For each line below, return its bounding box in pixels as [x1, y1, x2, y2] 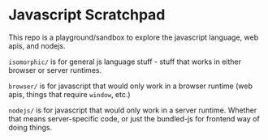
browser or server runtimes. [8, 65, 102, 74]
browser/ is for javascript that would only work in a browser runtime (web [8, 81, 253, 91]
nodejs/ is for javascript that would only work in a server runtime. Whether [8, 105, 257, 115]
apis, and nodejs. [8, 40, 67, 50]
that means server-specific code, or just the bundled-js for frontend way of [8, 113, 260, 123]
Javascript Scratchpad [8, 6, 166, 24]
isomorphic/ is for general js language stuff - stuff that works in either [8, 57, 242, 66]
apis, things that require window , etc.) [8, 89, 132, 99]
